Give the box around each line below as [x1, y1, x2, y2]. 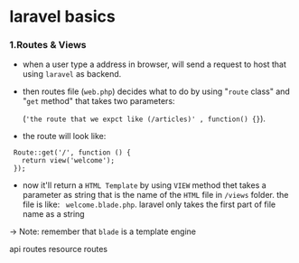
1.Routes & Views [9, 39, 87, 52]
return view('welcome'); [21, 156, 116, 165]
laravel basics [9, 6, 116, 27]
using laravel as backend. [22, 69, 122, 80]
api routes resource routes [9, 244, 108, 255]
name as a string [22, 209, 85, 220]
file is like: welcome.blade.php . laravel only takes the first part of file [22, 199, 276, 210]
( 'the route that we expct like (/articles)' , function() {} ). [22, 113, 266, 124]
